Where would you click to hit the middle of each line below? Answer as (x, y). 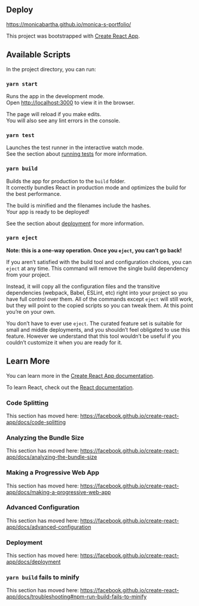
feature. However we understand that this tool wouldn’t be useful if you (94, 336)
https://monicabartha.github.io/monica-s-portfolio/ (69, 24)
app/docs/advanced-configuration (49, 527)
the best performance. (34, 193)
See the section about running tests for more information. (77, 154)
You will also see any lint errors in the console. (63, 120)
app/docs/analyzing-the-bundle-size (52, 457)
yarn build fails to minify (43, 577)
